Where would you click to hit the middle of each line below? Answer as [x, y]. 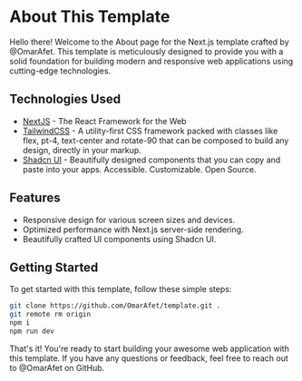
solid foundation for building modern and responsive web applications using [151, 61]
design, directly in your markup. [82, 150]
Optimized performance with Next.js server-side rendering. [133, 230]
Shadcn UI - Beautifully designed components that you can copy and [151, 160]
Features [35, 198]
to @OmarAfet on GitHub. [57, 367]
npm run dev [32, 331]
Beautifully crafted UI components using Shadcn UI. [119, 239]
